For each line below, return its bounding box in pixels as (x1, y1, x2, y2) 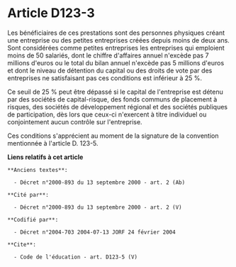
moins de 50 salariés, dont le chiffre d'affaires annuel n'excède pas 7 (7, 51, 209, 60)
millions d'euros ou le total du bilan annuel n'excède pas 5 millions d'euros (7, 58, 225, 67)
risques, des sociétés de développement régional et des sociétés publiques (7, 102, 228, 111)
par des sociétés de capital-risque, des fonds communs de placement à (7, 94, 218, 104)
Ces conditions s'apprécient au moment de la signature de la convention (7, 131, 219, 140)
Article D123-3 (7, 5, 96, 21)
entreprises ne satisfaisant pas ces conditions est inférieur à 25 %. (7, 73, 203, 82)
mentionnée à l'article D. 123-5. (7, 138, 99, 147)
